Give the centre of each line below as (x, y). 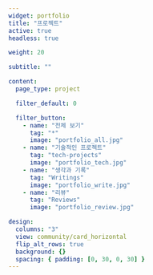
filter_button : (41, 118)
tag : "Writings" (56, 177)
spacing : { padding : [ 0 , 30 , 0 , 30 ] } (81, 259)
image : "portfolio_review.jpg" (82, 208)
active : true (30, 30)
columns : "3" (37, 229)
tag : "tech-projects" (66, 156)
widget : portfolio (39, 16)
